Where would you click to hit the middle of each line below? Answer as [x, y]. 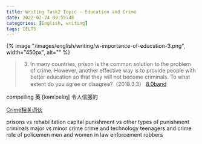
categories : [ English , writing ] [47, 23]
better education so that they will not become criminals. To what [110, 77]
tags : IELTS [21, 29]
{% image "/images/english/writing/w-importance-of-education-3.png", [96, 46]
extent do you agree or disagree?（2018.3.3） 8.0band [98, 84]
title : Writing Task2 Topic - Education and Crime [71, 12]
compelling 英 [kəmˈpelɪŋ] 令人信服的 [52, 97]
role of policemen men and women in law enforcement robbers [85, 135]
